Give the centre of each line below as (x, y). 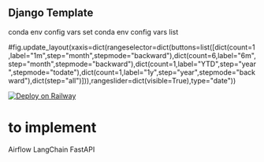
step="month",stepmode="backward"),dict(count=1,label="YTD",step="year (132, 64)
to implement (52, 127)
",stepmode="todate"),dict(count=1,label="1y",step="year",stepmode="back (132, 72)
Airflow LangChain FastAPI (52, 149)
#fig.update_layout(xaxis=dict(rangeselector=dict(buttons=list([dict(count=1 (132, 47)
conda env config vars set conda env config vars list (93, 31)
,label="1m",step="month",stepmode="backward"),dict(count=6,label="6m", (132, 55)
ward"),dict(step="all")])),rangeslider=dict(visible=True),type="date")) (122, 80)
